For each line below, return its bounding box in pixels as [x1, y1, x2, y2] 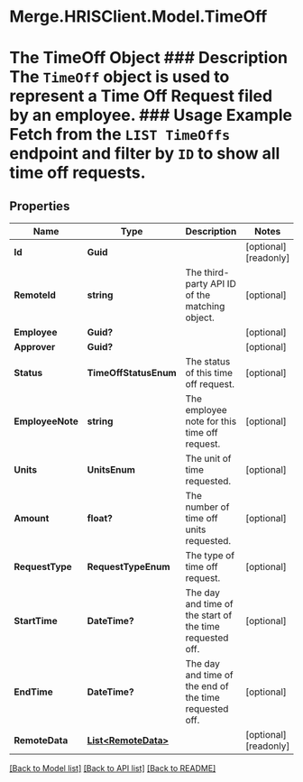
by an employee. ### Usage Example [9, 106, 293, 125]
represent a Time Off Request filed [9, 86, 273, 106]
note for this [185, 415, 237, 428]
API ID [210, 278, 236, 290]
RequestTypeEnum [87, 561, 170, 574]
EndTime [14, 685, 53, 698]
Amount [14, 512, 50, 525]
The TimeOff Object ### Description [9, 48, 289, 69]
